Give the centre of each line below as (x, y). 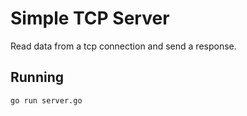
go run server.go (46, 100)
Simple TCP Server (90, 18)
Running (37, 77)
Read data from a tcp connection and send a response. (123, 46)
